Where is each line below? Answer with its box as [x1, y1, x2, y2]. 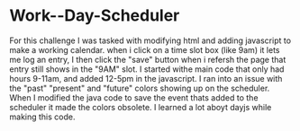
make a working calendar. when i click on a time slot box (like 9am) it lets [9, 44, 280, 55]
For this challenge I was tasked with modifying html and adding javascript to [9, 35, 291, 46]
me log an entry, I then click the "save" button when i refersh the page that [9, 54, 286, 65]
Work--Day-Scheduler [9, 5, 180, 26]
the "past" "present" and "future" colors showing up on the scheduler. [9, 83, 270, 93]
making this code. [9, 111, 76, 122]
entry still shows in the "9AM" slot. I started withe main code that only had [9, 64, 285, 74]
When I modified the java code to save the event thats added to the [9, 92, 259, 103]
